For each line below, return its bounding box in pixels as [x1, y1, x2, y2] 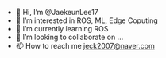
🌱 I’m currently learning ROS [15, 24, 109, 33]
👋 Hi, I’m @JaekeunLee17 [15, 8, 99, 16]
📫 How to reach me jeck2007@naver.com [15, 42, 155, 50]
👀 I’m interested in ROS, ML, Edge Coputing [15, 16, 158, 25]
